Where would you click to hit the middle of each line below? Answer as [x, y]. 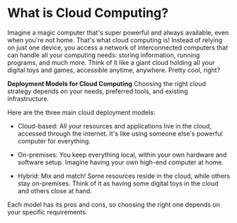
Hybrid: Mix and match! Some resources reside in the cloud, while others [124, 176]
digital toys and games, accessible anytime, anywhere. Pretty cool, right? [114, 70]
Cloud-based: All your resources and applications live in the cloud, [115, 126]
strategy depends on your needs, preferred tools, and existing [98, 91]
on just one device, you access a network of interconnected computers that [118, 47]
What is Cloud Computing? [88, 13]
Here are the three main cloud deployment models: [81, 112]
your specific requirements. [47, 212]
